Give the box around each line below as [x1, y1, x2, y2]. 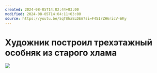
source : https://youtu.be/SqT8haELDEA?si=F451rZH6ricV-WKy [5, 16, 127, 21]
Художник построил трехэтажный [5, 37, 153, 48]
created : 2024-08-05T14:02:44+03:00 [5, 7, 79, 12]
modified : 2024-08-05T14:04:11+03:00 [5, 12, 81, 16]
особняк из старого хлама [5, 47, 117, 58]
